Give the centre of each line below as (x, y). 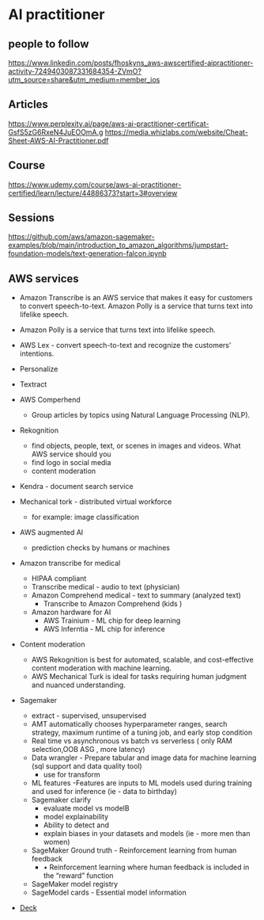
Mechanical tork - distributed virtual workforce (96, 502)
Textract (33, 384)
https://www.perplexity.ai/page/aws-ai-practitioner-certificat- (109, 124)
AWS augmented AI (51, 533)
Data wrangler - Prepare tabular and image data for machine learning (144, 758)
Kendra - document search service (76, 487)
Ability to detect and (76, 825)
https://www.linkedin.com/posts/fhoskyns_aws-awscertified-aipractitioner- (131, 63)
